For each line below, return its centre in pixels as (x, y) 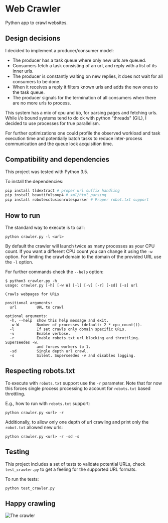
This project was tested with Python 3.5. (47, 172)
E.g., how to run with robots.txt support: (48, 403)
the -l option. (19, 262)
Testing (17, 452)
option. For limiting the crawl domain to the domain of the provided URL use (83, 257)
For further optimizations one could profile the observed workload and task (83, 133)
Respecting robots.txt (40, 371)
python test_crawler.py (30, 488)
